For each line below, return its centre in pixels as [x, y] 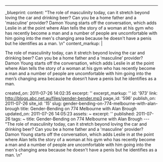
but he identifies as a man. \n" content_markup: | [54, 43]
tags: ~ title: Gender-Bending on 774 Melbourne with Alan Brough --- [80, 119]
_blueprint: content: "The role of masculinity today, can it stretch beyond [77, 12]
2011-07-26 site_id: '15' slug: [33, 103]
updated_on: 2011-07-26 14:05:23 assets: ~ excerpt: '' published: [70, 114]
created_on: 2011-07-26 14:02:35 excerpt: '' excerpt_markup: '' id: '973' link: [81, 93]
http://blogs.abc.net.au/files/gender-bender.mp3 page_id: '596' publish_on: [81, 98]
